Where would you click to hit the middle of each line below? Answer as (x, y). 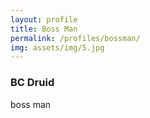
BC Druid (32, 83)
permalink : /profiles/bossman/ (75, 38)
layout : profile (44, 19)
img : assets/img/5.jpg (57, 47)
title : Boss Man (44, 29)
